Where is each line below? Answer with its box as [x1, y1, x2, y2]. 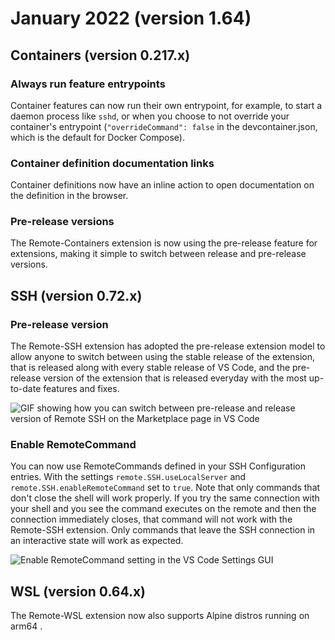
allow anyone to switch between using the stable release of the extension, [10, 351, 315, 363]
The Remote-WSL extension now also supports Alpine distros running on [10, 610, 310, 622]
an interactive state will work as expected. [10, 535, 184, 547]
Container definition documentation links [10, 156, 215, 170]
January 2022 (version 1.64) [10, 7, 252, 30]
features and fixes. [43, 383, 120, 395]
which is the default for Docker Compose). [10, 131, 185, 143]
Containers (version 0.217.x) [10, 47, 191, 64]
